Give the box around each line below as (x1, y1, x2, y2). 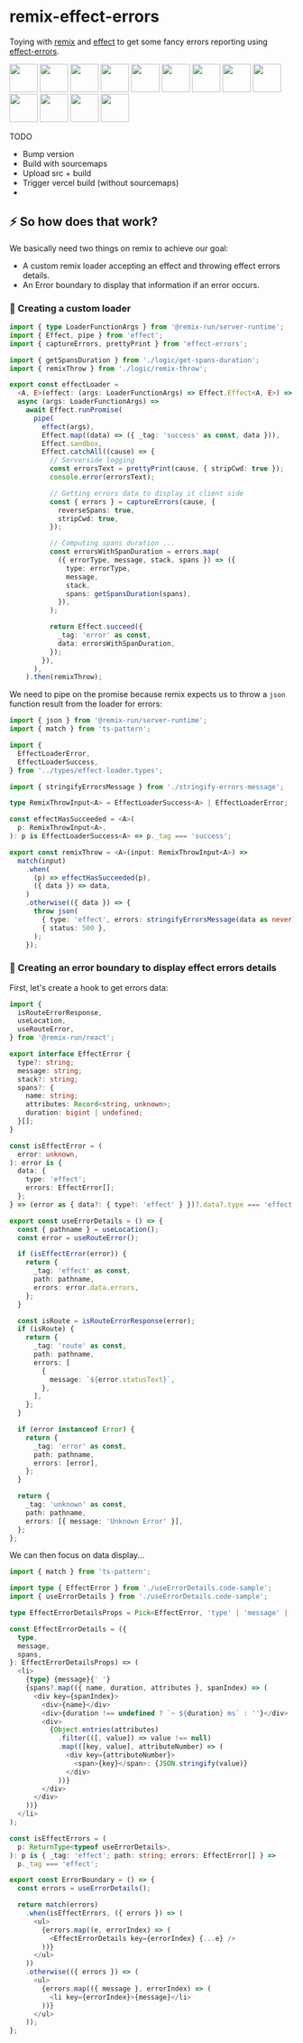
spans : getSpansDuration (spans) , (66, 589, 192, 598)
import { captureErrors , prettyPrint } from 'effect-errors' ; (9, 339, 248, 349)
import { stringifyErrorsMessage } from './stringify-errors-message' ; (9, 782, 284, 791)
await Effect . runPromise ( (25, 406, 124, 415)
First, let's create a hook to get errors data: (9, 982, 169, 993)
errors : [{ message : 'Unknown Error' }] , (25, 1516, 183, 1525)
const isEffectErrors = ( (9, 1833, 106, 1843)
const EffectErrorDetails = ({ (9, 1624, 127, 1634)
